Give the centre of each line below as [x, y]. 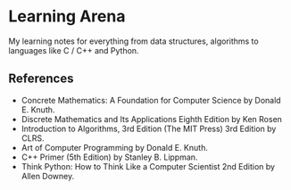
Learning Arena [67, 17]
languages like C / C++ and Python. [74, 50]
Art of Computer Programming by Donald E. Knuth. [115, 147]
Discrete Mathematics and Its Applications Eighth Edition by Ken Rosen [152, 119]
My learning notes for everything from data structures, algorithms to [134, 41]
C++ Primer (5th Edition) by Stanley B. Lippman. [109, 157]
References [41, 79]
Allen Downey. [48, 176]
